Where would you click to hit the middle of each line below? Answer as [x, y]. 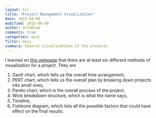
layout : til [17, 10]
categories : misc [23, 37]
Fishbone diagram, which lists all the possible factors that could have [81, 106]
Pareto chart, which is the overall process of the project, [68, 90]
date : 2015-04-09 [23, 19]
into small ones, [28, 85]
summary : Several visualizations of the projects [57, 46]
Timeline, [21, 100]
